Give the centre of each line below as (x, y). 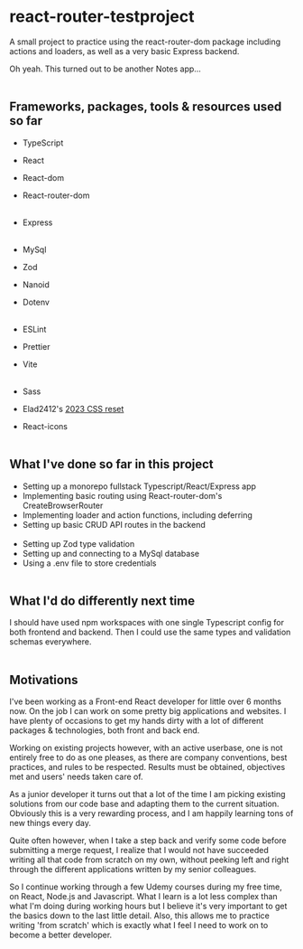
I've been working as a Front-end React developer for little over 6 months (146, 701)
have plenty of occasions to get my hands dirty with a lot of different (137, 721)
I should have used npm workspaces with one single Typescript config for (147, 623)
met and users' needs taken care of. (76, 777)
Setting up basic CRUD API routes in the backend (114, 524)
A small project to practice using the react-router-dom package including (145, 42)
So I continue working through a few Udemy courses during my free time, (146, 887)
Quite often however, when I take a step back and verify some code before (148, 841)
